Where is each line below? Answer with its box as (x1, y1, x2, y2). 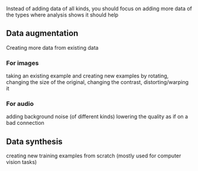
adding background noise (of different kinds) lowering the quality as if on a (6, 113, 188, 120)
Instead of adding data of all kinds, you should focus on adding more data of (6, 5, 192, 12)
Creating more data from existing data (6, 44, 99, 51)
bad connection (6, 120, 44, 127)
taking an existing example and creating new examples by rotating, (6, 72, 169, 79)
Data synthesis (6, 136, 63, 147)
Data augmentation (6, 28, 79, 38)
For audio (6, 100, 34, 108)
